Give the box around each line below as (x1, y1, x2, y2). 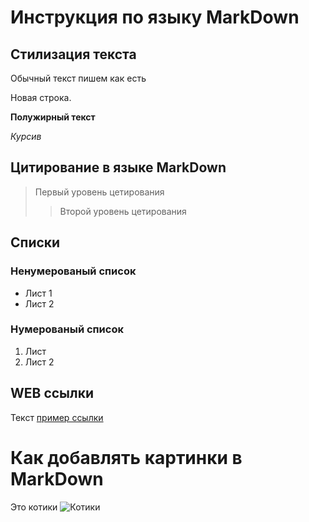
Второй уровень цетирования (59, 205, 187, 217)
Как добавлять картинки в (10, 446, 243, 469)
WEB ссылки (10, 385, 95, 402)
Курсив (10, 131, 42, 142)
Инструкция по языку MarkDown (10, 6, 300, 29)
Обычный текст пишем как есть (10, 72, 147, 84)
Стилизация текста (10, 46, 137, 63)
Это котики (10, 501, 58, 513)
